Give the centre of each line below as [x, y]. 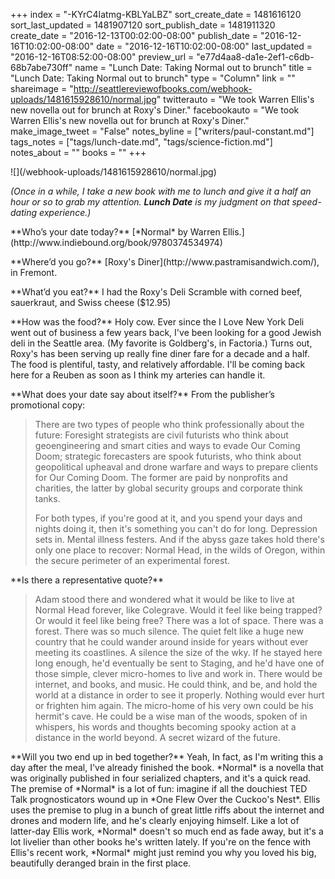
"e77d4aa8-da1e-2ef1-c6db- [255, 57]
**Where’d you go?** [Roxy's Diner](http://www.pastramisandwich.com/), [165, 262]
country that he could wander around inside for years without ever [171, 642]
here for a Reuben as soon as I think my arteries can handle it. [138, 375]
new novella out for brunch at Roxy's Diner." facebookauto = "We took [155, 110]
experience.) [65, 212]
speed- [306, 202]
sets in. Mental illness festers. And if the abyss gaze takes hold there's [179, 539]
